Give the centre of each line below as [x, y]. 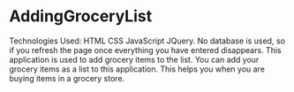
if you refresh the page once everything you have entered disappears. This [145, 50]
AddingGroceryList [81, 16]
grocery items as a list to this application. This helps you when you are [137, 69]
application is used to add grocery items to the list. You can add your [134, 59]
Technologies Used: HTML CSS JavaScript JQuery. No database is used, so [147, 41]
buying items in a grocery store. [67, 78]
